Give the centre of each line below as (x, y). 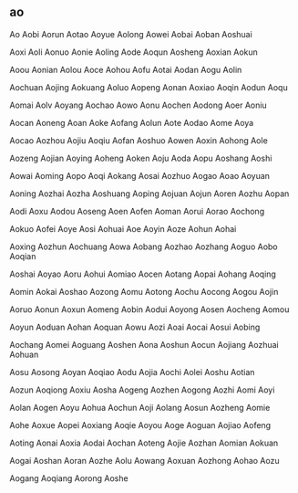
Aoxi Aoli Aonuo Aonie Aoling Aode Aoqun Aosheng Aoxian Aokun (134, 52)
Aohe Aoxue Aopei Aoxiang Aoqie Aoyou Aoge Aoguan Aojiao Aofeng (140, 425)
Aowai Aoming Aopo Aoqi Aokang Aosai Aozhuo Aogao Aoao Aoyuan (140, 175)
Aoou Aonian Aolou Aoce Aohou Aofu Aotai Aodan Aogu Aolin (126, 69)
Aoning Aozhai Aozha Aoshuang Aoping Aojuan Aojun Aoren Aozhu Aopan (149, 194)
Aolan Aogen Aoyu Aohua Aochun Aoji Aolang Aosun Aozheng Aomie (140, 407)
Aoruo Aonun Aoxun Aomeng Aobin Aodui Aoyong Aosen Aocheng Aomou (149, 309)
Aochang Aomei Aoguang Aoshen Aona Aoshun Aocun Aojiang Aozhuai (144, 344)
